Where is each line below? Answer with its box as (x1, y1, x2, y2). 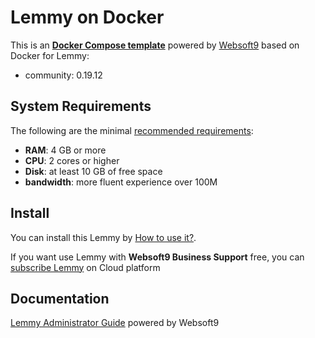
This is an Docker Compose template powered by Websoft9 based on (10, 39, 300, 51)
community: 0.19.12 (24, 69, 103, 81)
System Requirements (10, 98, 152, 115)
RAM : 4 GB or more (24, 144, 107, 156)
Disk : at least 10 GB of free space (24, 165, 163, 177)
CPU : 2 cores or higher (24, 154, 120, 166)
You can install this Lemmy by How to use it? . (10, 231, 197, 243)
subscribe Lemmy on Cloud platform (10, 261, 161, 273)
